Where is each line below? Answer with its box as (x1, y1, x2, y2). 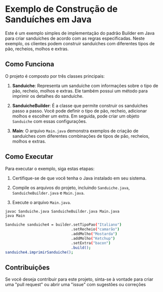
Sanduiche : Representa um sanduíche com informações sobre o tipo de (12, 83, 159, 88)
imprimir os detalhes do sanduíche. (12, 93, 83, 99)
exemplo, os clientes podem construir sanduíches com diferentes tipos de (5, 40, 155, 46)
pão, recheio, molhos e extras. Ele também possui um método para (12, 88, 148, 94)
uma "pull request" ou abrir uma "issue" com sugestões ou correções (5, 282, 146, 288)
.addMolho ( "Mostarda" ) (71, 232, 118, 236)
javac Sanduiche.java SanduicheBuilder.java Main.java (5, 209, 120, 214)
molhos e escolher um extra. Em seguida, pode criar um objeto (12, 113, 140, 119)
